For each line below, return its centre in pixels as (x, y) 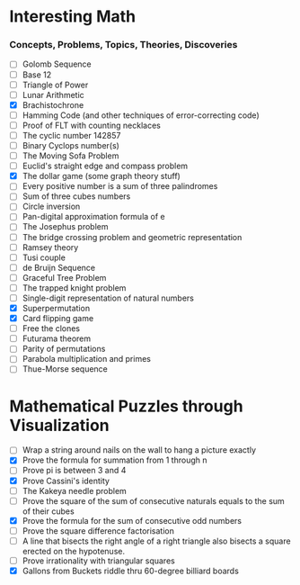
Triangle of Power (55, 85)
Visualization (59, 425)
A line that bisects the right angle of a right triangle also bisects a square (156, 541)
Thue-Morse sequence (65, 369)
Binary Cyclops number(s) (71, 145)
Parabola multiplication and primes (86, 359)
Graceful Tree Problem (64, 277)
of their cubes (48, 511)
